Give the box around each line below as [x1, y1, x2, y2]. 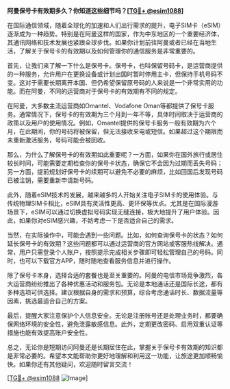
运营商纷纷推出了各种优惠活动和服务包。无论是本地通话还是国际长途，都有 [12, 280, 223, 288]
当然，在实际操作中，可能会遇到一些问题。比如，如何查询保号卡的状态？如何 [7, 231, 223, 239]
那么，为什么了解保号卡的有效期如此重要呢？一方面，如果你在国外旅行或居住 [7, 151, 223, 158]
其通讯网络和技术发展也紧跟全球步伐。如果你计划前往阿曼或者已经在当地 [7, 38, 211, 47]
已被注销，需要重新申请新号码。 [7, 176, 97, 184]
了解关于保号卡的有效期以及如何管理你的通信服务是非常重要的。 [18, 47, 199, 55]
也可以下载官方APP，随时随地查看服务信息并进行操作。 [18, 257, 175, 264]
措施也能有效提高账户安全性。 [7, 329, 91, 336]
